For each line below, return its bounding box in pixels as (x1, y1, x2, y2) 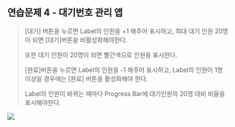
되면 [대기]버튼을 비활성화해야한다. (32, 35, 128, 44)
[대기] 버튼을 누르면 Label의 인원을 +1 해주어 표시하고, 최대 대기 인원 (24, 27, 214, 35)
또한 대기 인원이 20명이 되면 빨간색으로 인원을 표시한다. (24, 50, 178, 59)
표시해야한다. (24, 98, 61, 107)
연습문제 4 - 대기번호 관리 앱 (7, 6, 123, 19)
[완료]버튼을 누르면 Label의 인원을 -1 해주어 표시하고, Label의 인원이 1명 (24, 66, 224, 74)
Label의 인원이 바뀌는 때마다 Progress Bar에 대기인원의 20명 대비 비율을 (24, 89, 226, 97)
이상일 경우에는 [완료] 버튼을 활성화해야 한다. (24, 74, 148, 83)
